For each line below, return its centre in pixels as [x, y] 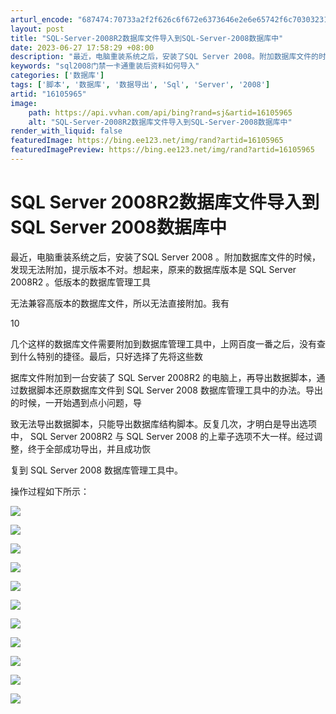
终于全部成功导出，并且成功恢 [89, 448]
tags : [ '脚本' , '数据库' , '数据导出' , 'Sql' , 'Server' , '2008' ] [140, 85]
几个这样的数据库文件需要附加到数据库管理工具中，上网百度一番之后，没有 [163, 343]
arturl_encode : [42, 19]
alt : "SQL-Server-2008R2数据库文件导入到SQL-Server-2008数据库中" [160, 122]
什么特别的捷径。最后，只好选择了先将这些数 [110, 356]
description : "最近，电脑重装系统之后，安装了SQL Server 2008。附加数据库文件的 [165, 57]
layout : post [37, 29]
